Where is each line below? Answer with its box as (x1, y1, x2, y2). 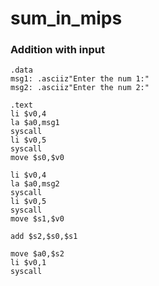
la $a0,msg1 (10, 118, 60, 128)
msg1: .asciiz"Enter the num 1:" (10, 74, 150, 84)
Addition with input (10, 43, 105, 57)
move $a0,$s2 (10, 249, 65, 259)
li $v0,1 (10, 258, 47, 268)
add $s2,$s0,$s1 (10, 232, 78, 242)
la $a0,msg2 (10, 179, 60, 189)
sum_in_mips (10, 7, 123, 30)
